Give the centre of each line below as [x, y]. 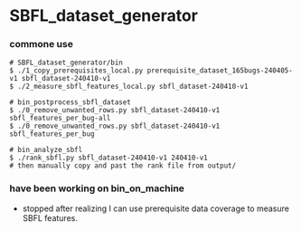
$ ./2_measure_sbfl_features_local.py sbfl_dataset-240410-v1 [129, 87]
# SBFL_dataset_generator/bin [66, 63]
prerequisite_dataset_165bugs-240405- [220, 71]
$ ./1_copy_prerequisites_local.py [76, 71]
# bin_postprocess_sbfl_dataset [70, 102]
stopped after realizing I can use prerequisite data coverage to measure [155, 208]
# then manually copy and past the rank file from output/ [123, 166]
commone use [42, 44]
